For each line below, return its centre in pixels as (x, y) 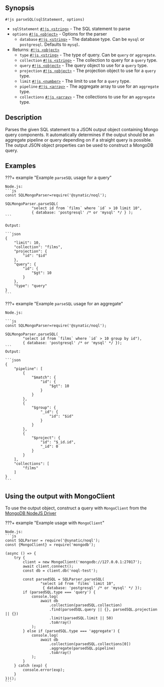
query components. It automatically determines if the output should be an (80, 135)
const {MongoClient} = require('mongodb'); (50, 545)
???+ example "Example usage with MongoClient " (55, 523)
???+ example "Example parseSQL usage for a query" (58, 178)
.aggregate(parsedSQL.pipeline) (82, 649)
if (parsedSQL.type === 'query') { (59, 592)
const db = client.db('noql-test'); (60, 571)
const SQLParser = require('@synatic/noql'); (52, 541)
